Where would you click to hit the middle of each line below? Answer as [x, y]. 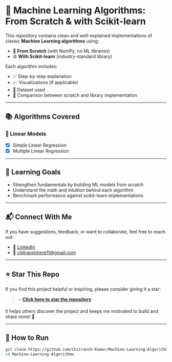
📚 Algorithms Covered [43, 117]
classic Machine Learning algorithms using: [52, 41]
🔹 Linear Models [26, 134]
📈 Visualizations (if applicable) [45, 82]
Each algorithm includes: [31, 66]
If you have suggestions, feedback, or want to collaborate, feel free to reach [85, 232]
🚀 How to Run [27, 338]
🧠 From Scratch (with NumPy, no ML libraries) [61, 51]
